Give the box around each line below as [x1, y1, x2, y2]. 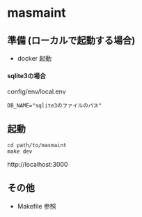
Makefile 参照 [17, 202, 56, 210]
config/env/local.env [7, 87, 66, 96]
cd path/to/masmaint [7, 142, 68, 149]
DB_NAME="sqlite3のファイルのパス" [7, 103, 102, 110]
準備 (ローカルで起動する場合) [7, 34, 136, 46]
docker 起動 [17, 54, 52, 62]
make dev [7, 148, 33, 155]
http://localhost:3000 [7, 160, 68, 169]
